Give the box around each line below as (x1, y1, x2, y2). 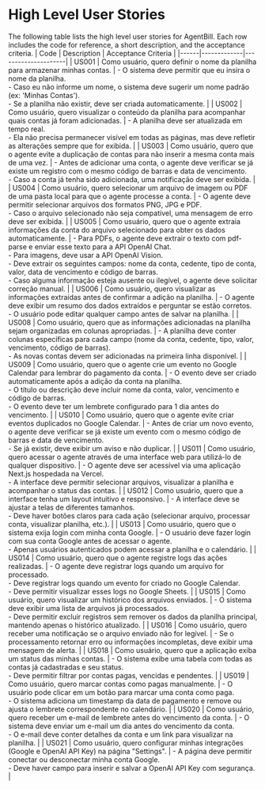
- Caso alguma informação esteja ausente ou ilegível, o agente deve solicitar (8, 275, 258, 285)
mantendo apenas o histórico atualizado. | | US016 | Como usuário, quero (8, 620, 248, 630)
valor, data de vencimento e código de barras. (8, 267, 158, 276)
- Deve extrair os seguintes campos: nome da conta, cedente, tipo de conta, (8, 259, 257, 268)
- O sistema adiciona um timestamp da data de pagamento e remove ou (8, 696, 242, 705)
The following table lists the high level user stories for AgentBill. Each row (8, 32, 248, 41)
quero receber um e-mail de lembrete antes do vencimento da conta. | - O (8, 712, 250, 722)
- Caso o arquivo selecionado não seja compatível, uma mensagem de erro (8, 208, 253, 218)
